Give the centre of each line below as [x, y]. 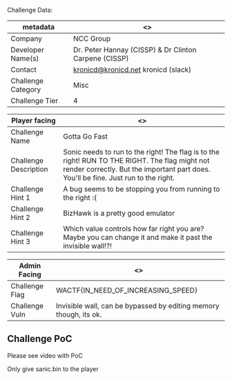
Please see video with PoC [45, 355]
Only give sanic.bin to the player [53, 369]
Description [29, 169]
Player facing [34, 120]
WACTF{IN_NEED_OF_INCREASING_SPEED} [127, 290]
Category [26, 89]
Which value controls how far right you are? [134, 229]
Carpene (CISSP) [101, 58]
